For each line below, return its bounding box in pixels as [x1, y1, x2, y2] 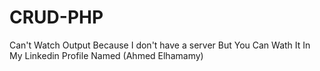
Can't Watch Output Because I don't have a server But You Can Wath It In [9, 39, 311, 51]
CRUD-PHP [9, 6, 104, 29]
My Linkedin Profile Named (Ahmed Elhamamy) [9, 49, 204, 61]
